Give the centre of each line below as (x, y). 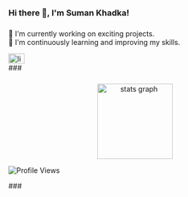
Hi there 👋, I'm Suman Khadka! (69, 13)
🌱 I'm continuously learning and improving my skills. (94, 42)
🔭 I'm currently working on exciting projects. (82, 33)
